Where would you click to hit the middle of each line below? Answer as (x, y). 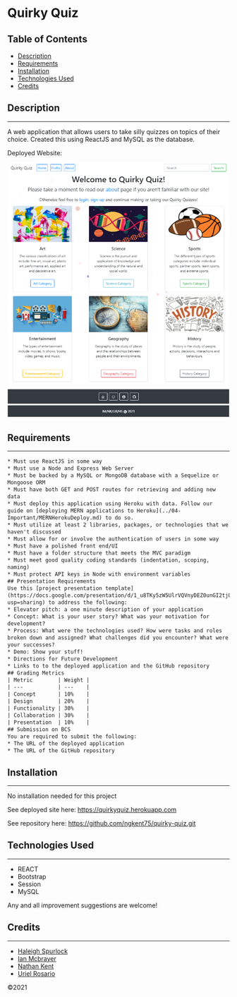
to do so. (119, 518)
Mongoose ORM (26, 483)
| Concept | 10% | (49, 694)
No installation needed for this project (62, 796)
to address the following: (88, 603)
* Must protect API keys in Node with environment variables (99, 574)
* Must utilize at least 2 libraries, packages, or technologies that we (118, 525)
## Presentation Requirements (52, 581)
